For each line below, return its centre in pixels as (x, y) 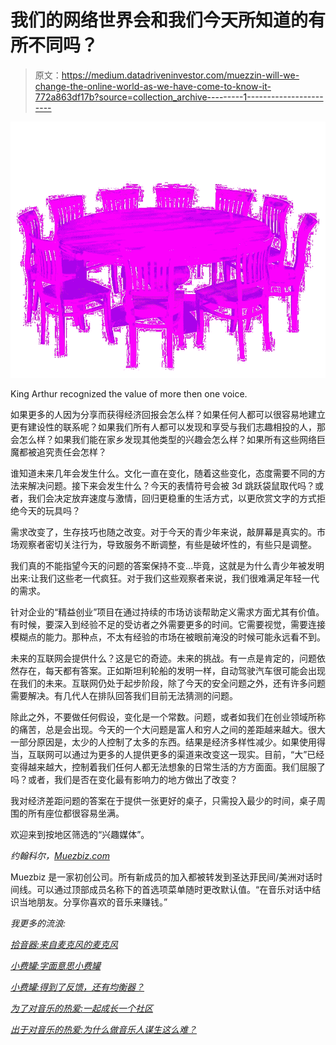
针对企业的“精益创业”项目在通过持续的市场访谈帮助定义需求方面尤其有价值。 (167, 612)
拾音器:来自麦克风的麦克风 (64, 945)
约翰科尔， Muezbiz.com (60, 856)
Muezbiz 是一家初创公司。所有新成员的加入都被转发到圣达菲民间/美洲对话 (162, 877)
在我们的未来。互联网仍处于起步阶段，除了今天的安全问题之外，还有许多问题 (168, 683)
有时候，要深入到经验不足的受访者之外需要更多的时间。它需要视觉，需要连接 (168, 625)
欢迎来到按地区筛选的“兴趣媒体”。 (80, 835)
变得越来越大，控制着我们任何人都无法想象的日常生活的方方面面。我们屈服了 (168, 767)
